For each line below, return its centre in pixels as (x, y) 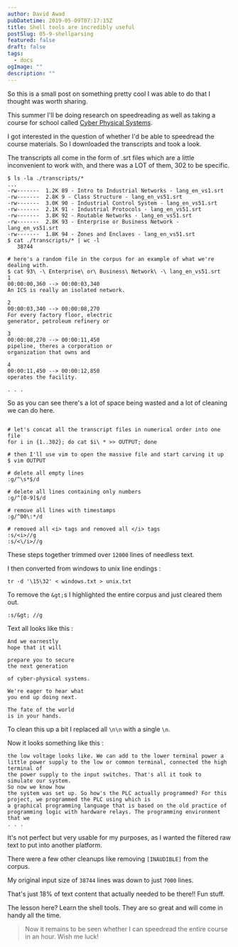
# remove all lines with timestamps (61, 510)
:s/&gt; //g (25, 615)
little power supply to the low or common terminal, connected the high (117, 762)
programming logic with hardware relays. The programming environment (114, 812)
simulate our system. (39, 781)
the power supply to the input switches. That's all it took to (104, 774)
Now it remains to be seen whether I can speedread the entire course (126, 929)
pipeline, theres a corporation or (60, 346)
